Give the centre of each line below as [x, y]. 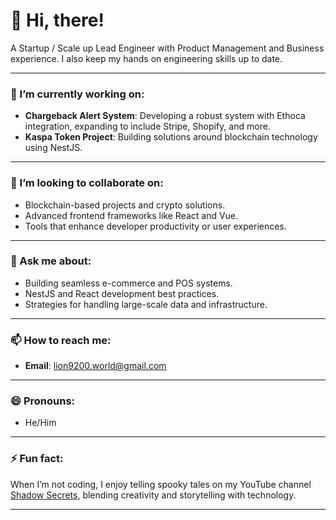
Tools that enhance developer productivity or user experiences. [155, 226]
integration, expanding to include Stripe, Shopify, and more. [147, 126]
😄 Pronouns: [43, 401]
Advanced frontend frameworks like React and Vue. [131, 215]
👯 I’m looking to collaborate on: [87, 183]
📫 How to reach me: [61, 340]
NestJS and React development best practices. [122, 293]
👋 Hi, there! [57, 20]
